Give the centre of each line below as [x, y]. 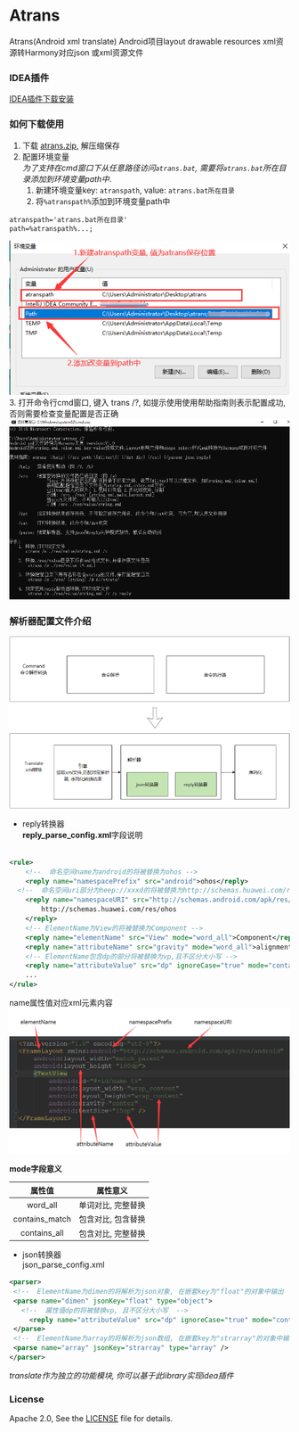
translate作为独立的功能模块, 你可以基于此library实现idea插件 [121, 1375]
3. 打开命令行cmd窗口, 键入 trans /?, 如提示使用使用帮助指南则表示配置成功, [148, 402]
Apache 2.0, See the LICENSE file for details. [91, 1419]
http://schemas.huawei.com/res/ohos [109, 909]
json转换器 [42, 1255]
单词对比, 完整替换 [112, 1206]
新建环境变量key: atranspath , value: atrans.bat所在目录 [135, 190]
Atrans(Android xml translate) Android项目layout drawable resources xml [142, 41]
